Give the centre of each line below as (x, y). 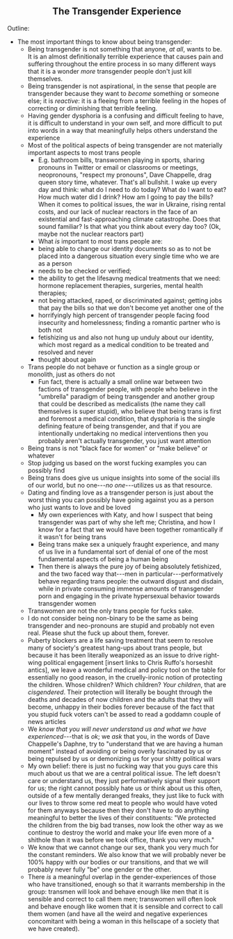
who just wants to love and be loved (79, 507)
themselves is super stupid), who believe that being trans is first (130, 411)
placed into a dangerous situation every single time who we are (129, 256)
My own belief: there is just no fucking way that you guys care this (123, 766)
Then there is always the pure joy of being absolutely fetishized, (130, 566)
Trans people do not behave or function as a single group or (114, 367)
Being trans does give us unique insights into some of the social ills (124, 477)
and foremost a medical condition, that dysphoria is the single (127, 418)
